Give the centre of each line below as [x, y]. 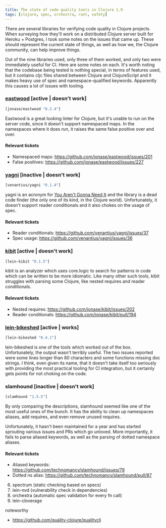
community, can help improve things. [43, 50]
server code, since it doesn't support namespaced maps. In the [70, 124]
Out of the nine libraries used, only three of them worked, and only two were [83, 59]
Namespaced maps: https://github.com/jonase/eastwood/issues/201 [82, 157]
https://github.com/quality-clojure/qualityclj [57, 520]
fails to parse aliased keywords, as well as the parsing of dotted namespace [83, 437]
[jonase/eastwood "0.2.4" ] [33, 109]
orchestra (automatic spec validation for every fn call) [67, 496]
